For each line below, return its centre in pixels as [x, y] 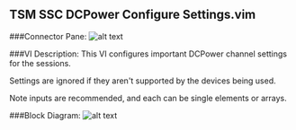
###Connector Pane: [48, 36]
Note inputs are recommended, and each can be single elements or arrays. [148, 98]
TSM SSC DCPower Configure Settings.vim [133, 15]
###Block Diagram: [45, 115]
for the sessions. [40, 63]
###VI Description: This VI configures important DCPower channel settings [148, 54]
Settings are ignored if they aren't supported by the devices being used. [143, 81]
